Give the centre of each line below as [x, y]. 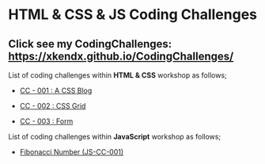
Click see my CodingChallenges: [90, 44]
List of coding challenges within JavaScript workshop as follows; [115, 137]
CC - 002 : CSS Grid [53, 106]
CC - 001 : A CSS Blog [56, 90]
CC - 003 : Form [46, 121]
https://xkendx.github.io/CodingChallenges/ [121, 56]
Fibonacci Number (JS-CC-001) [72, 152]
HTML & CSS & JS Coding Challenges [133, 15]
